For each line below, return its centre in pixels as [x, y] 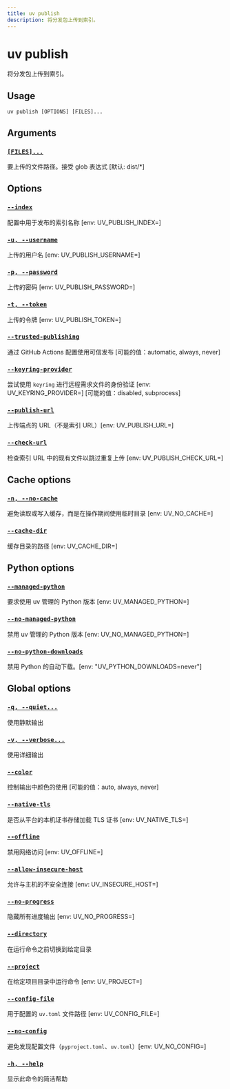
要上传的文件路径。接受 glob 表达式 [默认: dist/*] [76, 167]
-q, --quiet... [33, 707]
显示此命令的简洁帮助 [37, 1079]
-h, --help [25, 1064]
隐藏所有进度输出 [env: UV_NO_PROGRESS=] [71, 917]
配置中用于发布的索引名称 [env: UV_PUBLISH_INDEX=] [84, 222]
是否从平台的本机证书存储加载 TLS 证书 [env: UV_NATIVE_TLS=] [98, 819]
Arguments [32, 133]
